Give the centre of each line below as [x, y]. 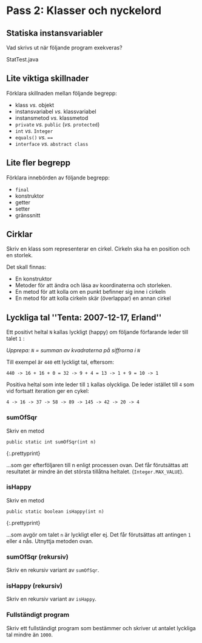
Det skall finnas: [26, 267]
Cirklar [19, 235]
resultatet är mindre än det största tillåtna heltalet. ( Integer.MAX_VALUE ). [95, 471]
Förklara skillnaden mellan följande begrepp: [62, 93]
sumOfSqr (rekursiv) [37, 557]
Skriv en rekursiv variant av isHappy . [52, 599]
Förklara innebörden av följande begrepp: [58, 178]
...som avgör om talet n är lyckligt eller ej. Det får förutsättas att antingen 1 [99, 534]
